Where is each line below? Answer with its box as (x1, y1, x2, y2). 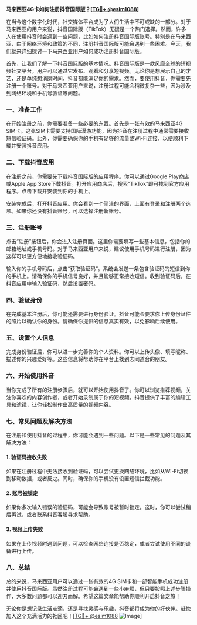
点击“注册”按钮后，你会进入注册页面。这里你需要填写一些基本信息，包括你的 (6, 238, 191, 245)
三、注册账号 (6, 223, 43, 232)
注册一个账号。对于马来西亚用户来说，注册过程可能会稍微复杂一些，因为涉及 (6, 82, 191, 89)
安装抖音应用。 (16, 142, 53, 149)
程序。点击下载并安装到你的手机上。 (6, 188, 94, 195)
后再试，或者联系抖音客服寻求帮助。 (6, 511, 94, 518)
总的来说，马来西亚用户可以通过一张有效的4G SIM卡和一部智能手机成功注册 (6, 577, 189, 584)
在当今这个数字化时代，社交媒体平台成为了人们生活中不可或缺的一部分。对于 (6, 18, 191, 25)
